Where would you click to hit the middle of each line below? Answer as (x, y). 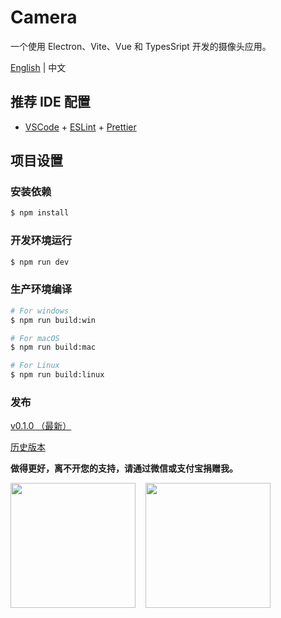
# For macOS (35, 338)
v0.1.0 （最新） (41, 426)
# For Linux (35, 366)
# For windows (40, 311)
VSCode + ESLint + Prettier (80, 127)
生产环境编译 (41, 289)
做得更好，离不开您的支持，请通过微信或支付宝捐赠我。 (124, 468)
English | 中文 (38, 67)
